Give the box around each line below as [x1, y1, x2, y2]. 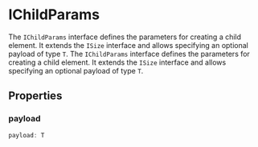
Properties [8, 89, 63, 103]
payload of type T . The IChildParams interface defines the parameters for [8, 49, 251, 58]
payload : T [8, 131, 45, 139]
